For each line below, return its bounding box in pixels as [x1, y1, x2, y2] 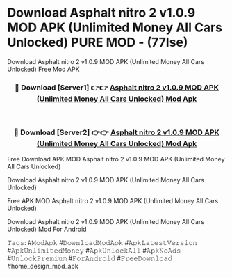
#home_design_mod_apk [7, 262, 78, 270]
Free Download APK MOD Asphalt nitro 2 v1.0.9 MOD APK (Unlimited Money [7, 155, 225, 163]
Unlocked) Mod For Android [7, 225, 87, 233]
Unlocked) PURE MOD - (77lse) [7, 35, 188, 50]
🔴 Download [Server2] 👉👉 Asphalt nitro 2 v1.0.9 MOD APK [13, 127, 220, 137]
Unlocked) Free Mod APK [7, 65, 80, 73]
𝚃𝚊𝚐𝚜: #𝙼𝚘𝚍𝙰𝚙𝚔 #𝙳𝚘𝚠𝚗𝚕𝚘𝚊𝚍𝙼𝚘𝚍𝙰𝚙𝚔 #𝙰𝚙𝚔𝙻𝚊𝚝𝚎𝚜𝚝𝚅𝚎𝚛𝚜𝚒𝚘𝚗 [7, 238, 198, 246]
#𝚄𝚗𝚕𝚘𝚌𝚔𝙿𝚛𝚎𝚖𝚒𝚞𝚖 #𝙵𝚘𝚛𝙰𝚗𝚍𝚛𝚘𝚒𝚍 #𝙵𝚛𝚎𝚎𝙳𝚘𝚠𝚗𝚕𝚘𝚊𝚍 [7, 254, 172, 262]
